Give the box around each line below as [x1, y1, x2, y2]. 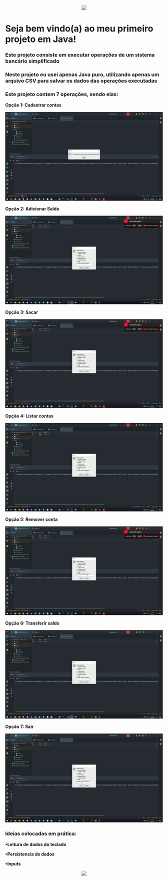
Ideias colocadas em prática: [5, 830, 76, 837]
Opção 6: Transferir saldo [5, 620, 60, 626]
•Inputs [5, 861, 21, 867]
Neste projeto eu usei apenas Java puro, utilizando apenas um [5, 71, 159, 78]
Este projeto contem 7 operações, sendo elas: [5, 90, 118, 97]
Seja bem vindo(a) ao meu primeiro [5, 23, 153, 34]
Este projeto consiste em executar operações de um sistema [5, 51, 155, 58]
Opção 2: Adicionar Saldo [5, 205, 59, 211]
